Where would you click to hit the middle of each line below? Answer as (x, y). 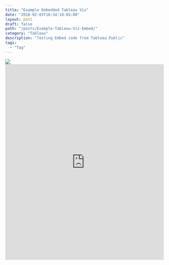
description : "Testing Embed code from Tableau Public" (65, 38)
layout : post (19, 19)
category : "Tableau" (27, 33)
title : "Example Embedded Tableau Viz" (47, 10)
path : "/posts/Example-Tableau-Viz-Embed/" (52, 29)
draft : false (19, 24)
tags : (11, 43)
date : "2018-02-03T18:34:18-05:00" (43, 15)
